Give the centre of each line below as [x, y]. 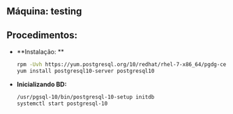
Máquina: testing [44, 11]
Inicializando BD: [42, 84]
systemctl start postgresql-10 [62, 104]
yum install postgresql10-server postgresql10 [85, 71]
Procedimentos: [42, 35]
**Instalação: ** [40, 52]
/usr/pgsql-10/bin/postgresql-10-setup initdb [85, 97]
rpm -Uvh [29, 65]
